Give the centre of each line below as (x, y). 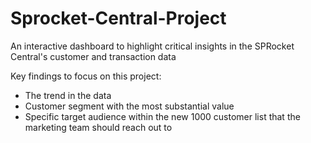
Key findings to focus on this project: (86, 76)
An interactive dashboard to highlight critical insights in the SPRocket (152, 46)
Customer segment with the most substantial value (129, 106)
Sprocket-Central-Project (118, 18)
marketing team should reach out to (98, 127)
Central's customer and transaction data (93, 56)
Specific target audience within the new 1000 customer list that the (162, 116)
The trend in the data (68, 95)
